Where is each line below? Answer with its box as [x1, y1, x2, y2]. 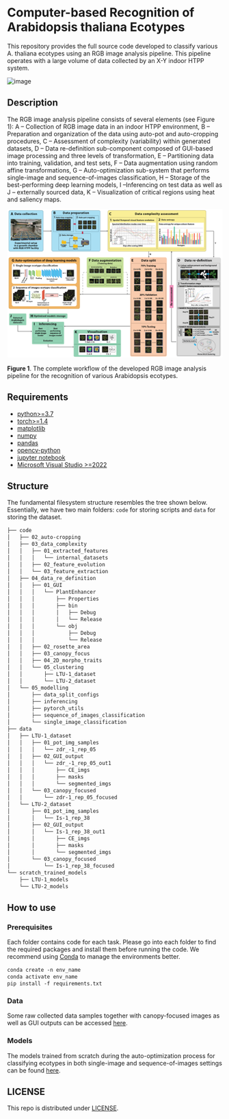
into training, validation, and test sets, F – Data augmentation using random [7, 159, 218, 167]
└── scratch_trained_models [7, 870, 87, 877]
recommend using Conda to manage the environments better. [7, 953, 180, 961]
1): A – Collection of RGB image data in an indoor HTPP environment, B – [7, 122, 211, 131]
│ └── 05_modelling [7, 685, 69, 692]
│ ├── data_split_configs [7, 692, 99, 699]
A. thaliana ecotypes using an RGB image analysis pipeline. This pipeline [7, 49, 211, 58]
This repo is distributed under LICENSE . [7, 1104, 119, 1112]
